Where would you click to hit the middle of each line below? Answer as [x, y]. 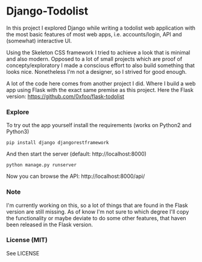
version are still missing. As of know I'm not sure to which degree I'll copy [98, 211]
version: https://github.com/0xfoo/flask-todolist [65, 96]
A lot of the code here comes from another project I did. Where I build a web [101, 84]
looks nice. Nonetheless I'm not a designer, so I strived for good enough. [96, 71]
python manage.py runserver [42, 165]
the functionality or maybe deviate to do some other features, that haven [96, 218]
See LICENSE [23, 253]
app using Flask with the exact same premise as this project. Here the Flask [100, 90]
